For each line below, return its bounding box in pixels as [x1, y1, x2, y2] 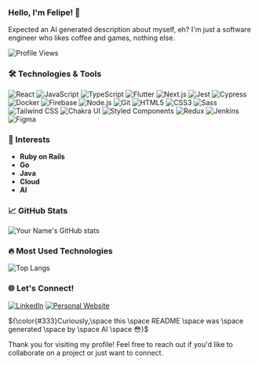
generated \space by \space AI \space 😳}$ [8, 324, 149, 334]
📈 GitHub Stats [8, 205, 68, 216]
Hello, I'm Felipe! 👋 [8, 7, 81, 18]
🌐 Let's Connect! [8, 283, 75, 294]
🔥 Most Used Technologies [8, 246, 113, 257]
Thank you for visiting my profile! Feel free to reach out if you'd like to [8, 339, 234, 349]
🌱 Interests [8, 133, 51, 144]
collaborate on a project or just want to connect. [8, 348, 163, 357]
